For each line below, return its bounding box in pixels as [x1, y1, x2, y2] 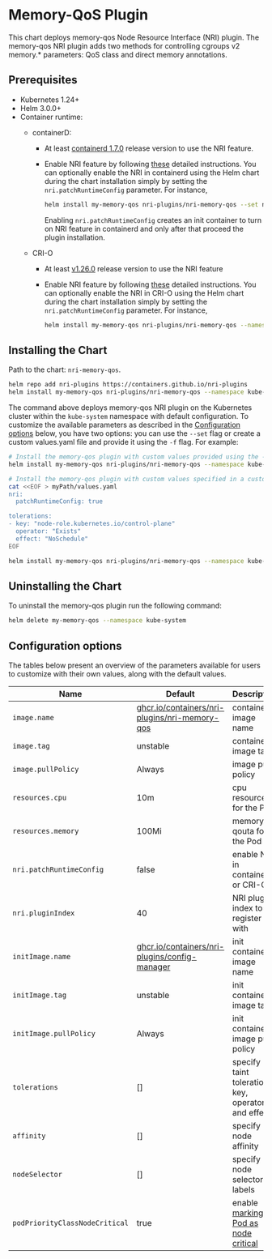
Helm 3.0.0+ [19, 103, 62, 113]
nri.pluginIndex [12, 909, 75, 918]
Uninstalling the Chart [8, 579, 122, 593]
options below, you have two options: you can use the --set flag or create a [8, 429, 261, 438]
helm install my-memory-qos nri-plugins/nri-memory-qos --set [44, 200, 259, 208]
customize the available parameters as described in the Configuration [8, 420, 241, 430]
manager [136, 962, 171, 973]
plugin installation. [44, 233, 105, 242]
